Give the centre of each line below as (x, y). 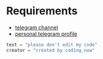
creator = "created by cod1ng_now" (51, 50)
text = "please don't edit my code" (52, 45)
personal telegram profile (46, 33)
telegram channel (37, 27)
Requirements (42, 11)
